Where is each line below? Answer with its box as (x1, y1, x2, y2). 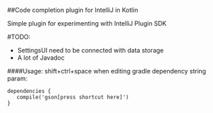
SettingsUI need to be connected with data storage (17, 46, 164, 54)
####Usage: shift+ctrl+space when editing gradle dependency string (7, 67, 207, 75)
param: (7, 74, 28, 82)
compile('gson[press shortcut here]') (16, 94, 129, 101)
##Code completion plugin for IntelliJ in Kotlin (7, 6, 139, 14)
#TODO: (7, 33, 31, 41)
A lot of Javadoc (17, 53, 65, 62)
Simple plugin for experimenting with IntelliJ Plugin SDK (7, 19, 167, 27)
